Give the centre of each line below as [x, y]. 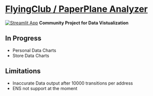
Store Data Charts [31, 55]
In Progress [23, 38]
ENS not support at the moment [45, 88]
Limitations [23, 71]
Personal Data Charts [34, 50]
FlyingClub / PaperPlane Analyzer [76, 9]
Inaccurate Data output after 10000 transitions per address [73, 83]
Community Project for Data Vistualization [84, 23]
